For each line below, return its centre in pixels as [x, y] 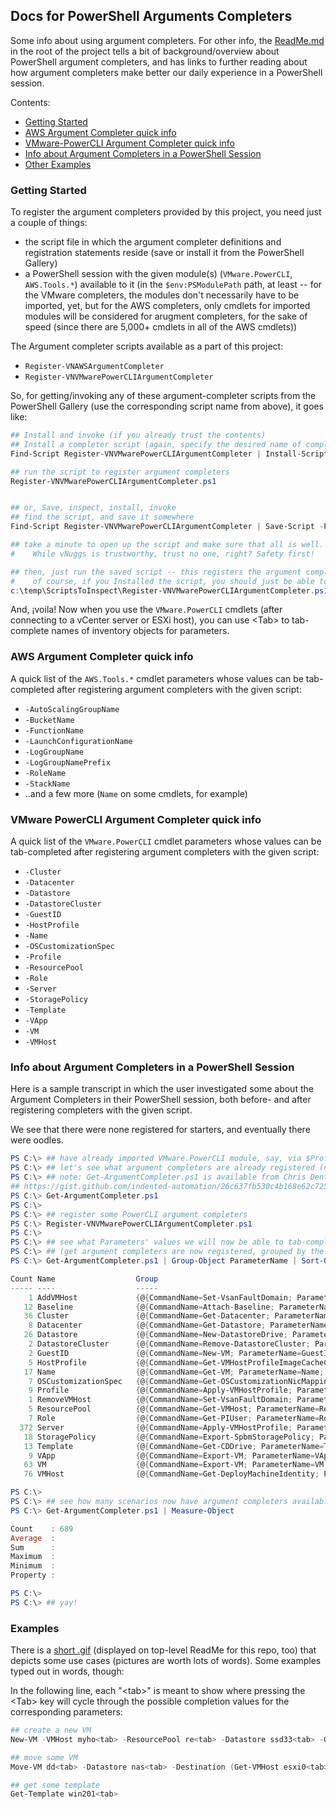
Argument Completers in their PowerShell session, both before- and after [161, 1100]
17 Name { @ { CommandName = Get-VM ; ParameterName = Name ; [174, 1372]
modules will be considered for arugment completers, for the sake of [166, 316]
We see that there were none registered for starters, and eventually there [160, 1130]
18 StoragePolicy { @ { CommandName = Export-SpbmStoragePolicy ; [169, 1437]
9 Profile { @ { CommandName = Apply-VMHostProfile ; [160, 1390]
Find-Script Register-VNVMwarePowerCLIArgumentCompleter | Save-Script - [167, 527]
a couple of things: [49, 223]
